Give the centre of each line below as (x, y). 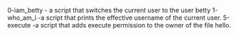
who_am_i (22, 18)
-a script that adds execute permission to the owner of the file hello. (132, 25)
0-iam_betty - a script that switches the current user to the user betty (109, 10)
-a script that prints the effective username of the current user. (130, 18)
